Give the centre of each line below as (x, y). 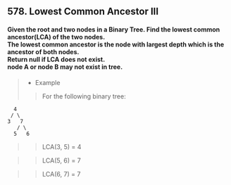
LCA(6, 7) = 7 (61, 174)
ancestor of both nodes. (43, 51)
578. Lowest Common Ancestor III (83, 12)
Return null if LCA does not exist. (56, 59)
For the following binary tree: (84, 96)
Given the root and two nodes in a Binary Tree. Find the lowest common (114, 29)
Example (48, 82)
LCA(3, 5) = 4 (62, 146)
